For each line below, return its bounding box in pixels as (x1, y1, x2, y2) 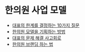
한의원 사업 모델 (5, 5, 67, 16)
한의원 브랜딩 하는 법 (12, 41, 53, 47)
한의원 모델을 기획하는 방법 (12, 28, 66, 34)
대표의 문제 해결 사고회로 (12, 35, 62, 41)
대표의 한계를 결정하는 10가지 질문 (12, 22, 80, 28)
